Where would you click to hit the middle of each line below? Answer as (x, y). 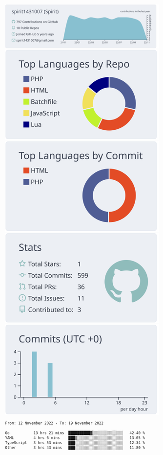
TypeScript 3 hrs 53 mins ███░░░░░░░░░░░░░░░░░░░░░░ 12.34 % (75, 443)
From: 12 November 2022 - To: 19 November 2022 (54, 423)
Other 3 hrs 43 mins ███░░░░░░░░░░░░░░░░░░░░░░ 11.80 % (75, 448)
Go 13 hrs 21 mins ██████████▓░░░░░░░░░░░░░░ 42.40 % (75, 433)
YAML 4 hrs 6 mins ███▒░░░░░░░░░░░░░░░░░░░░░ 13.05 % (75, 438)
